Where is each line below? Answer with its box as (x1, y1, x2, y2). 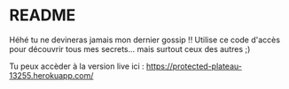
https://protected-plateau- (145, 61, 242, 71)
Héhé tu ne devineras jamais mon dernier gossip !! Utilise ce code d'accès (9, 34, 281, 45)
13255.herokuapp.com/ (9, 70, 94, 80)
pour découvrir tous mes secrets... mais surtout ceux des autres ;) (9, 43, 251, 54)
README (9, 5, 76, 26)
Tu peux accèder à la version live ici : (9, 61, 144, 71)
